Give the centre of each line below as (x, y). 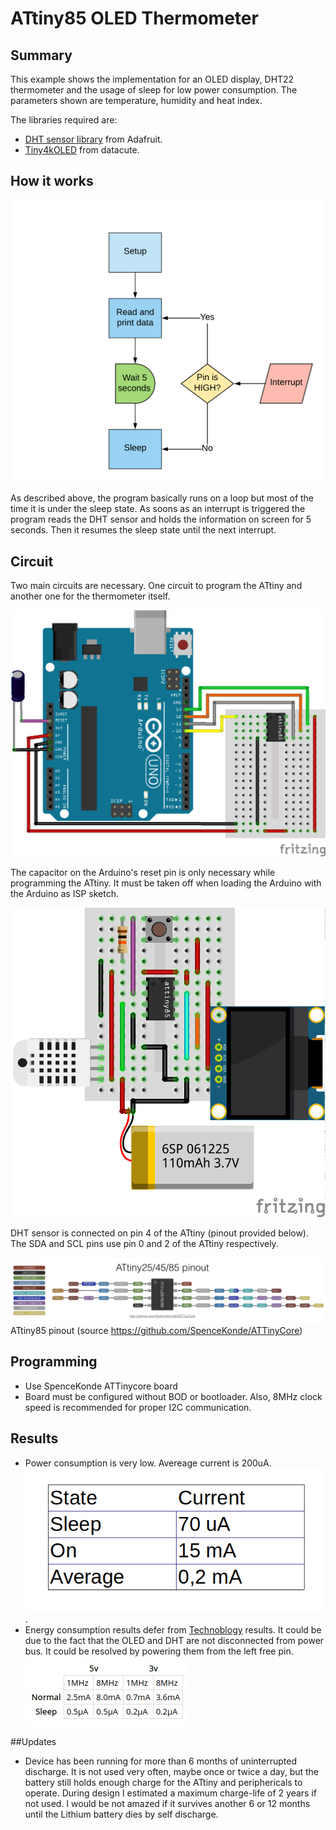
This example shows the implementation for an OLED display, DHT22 (152, 79)
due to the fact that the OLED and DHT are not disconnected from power (174, 1641)
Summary (41, 55)
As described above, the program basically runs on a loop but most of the (162, 498)
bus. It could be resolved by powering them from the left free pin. (159, 1651)
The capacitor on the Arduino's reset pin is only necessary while (143, 873)
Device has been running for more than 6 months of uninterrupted (160, 1761)
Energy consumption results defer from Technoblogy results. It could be (173, 1630)
